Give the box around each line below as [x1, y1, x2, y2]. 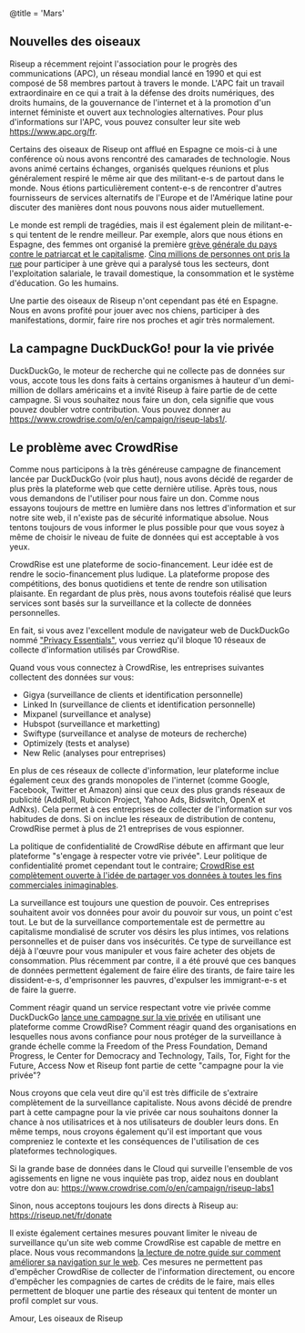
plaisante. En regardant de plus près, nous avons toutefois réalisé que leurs [9, 588, 292, 600]
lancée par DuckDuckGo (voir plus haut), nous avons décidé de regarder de [9, 474, 294, 485]
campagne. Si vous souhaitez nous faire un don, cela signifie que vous [9, 394, 275, 405]
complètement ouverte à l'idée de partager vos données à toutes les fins [9, 870, 282, 881]
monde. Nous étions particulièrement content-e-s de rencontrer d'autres [9, 182, 282, 193]
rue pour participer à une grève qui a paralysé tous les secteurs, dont [9, 258, 269, 269]
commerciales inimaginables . [9, 879, 119, 891]
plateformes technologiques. [9, 1145, 117, 1156]
